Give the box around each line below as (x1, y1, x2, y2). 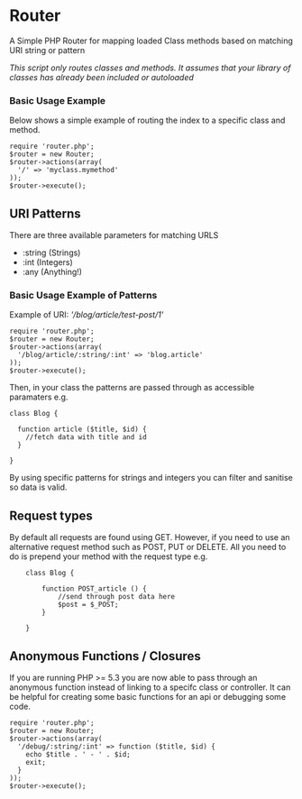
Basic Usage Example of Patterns (9, 289, 158, 301)
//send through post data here (57, 592, 176, 602)
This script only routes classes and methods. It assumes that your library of (9, 62, 291, 73)
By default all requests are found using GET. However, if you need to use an (9, 532, 290, 543)
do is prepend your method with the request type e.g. (9, 551, 208, 562)
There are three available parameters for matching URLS (9, 230, 219, 241)
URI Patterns (9, 206, 81, 221)
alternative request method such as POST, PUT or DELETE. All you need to (9, 542, 287, 553)
